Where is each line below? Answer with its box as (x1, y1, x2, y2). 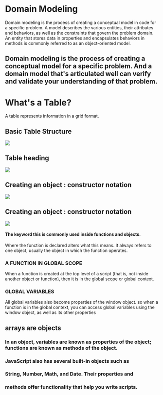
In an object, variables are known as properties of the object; (5, 338, 152, 345)
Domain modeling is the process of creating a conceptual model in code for (5, 20, 157, 25)
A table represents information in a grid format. (5, 113, 99, 119)
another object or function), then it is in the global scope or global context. (5, 276, 154, 282)
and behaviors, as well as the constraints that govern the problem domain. (5, 30, 154, 36)
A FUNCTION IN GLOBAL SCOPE (5, 260, 83, 267)
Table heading (5, 154, 50, 162)
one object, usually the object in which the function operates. (5, 248, 128, 253)
